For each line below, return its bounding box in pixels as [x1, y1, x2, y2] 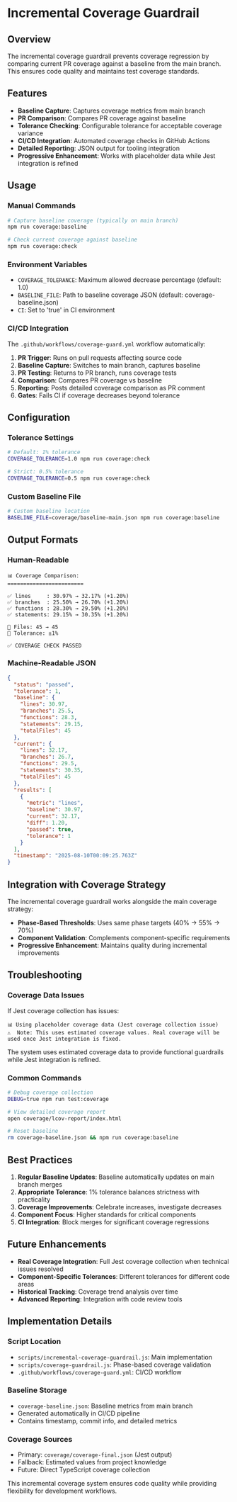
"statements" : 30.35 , [20, 767, 83, 774]
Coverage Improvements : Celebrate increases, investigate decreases [17, 1203, 221, 1212]
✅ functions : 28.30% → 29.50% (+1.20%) [7, 604, 129, 612]
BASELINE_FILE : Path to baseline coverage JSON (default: [17, 290, 184, 299]
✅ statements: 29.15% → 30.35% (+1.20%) [7, 611, 129, 618]
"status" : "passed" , [13, 681, 74, 688]
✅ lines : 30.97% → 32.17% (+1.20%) [7, 592, 129, 599]
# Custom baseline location [7, 508, 91, 515]
